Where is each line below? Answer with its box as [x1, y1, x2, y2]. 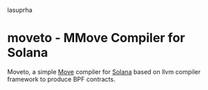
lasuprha [7, 6, 33, 14]
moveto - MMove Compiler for [7, 30, 186, 46]
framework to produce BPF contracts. [7, 75, 116, 83]
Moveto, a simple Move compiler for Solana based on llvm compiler [7, 67, 201, 75]
